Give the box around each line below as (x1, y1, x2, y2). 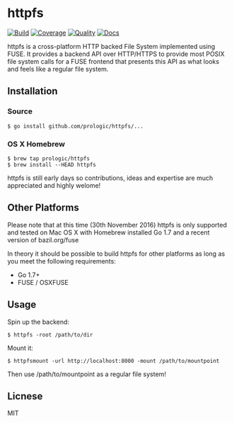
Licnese (7, 390, 43, 402)
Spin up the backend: (7, 317, 69, 326)
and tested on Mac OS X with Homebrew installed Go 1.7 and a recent (7, 228, 210, 237)
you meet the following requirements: (7, 256, 117, 265)
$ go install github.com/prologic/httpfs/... (7, 123, 144, 130)
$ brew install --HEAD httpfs (7, 161, 97, 168)
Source (7, 106, 33, 116)
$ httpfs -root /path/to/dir (7, 331, 93, 338)
